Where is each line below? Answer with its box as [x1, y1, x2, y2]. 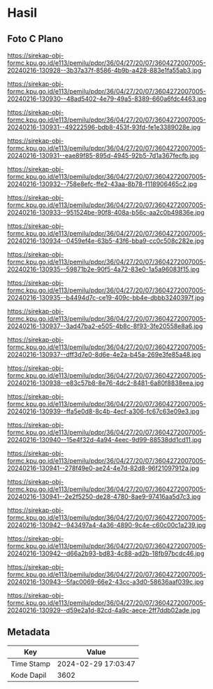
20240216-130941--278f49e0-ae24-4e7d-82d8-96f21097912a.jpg [7, 464, 200, 472]
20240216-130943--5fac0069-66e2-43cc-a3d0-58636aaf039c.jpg [7, 578, 204, 585]
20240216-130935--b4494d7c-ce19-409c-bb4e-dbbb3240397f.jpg [7, 294, 205, 301]
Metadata [7, 626, 50, 638]
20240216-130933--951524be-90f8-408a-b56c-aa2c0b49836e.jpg [7, 208, 205, 216]
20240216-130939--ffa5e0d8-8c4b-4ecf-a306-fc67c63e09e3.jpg [7, 407, 200, 415]
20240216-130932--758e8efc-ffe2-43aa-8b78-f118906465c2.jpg [7, 180, 198, 188]
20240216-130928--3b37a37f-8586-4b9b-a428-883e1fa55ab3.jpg [7, 66, 202, 74]
